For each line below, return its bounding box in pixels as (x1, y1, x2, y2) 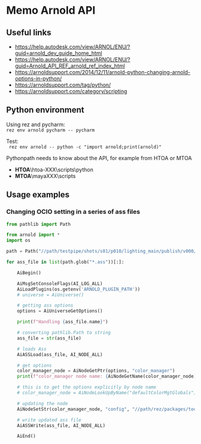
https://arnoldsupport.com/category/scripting (14, 88, 127, 94)
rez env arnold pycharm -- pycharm (6, 127, 95, 133)
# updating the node (17, 400, 68, 406)
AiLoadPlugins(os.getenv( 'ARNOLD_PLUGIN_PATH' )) (17, 286, 141, 292)
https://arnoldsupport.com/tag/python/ (14, 81, 111, 88)
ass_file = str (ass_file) (17, 335, 82, 341)
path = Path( (6, 249, 39, 255)
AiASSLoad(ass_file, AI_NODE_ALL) (17, 351, 103, 357)
